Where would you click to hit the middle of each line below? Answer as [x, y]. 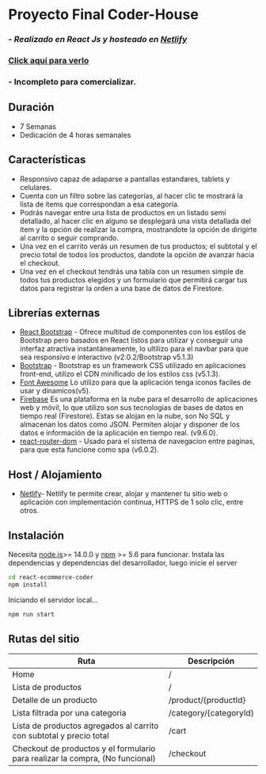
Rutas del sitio [44, 639]
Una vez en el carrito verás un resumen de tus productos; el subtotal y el [138, 246]
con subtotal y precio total [61, 736]
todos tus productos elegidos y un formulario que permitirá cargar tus [133, 279]
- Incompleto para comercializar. [72, 82]
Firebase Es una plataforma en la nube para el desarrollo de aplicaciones [139, 399]
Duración [31, 107]
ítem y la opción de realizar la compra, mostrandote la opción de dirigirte [138, 229]
